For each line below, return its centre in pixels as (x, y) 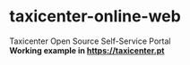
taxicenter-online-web (95, 16)
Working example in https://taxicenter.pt (87, 50)
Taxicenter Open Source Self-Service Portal (90, 41)
